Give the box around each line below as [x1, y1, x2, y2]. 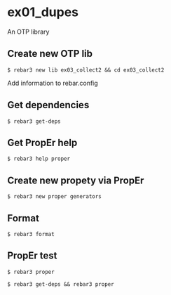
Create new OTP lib [7, 48, 93, 60]
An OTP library [7, 27, 50, 36]
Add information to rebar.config [7, 79, 98, 87]
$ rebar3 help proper [7, 155, 71, 162]
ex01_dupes [7, 4, 79, 20]
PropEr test [7, 250, 57, 262]
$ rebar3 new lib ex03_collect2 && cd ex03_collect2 [7, 66, 165, 74]
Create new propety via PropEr [7, 174, 144, 186]
